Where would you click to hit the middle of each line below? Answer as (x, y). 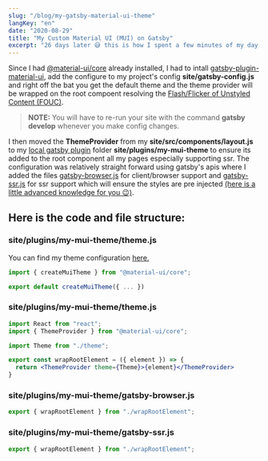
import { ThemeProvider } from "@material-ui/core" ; (98, 331)
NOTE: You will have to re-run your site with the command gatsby (136, 117)
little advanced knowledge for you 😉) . (71, 193)
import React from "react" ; (55, 324)
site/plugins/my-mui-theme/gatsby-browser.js (102, 395)
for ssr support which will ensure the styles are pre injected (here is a (141, 184)
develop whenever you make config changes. (104, 126)
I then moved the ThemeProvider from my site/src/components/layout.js (131, 141)
